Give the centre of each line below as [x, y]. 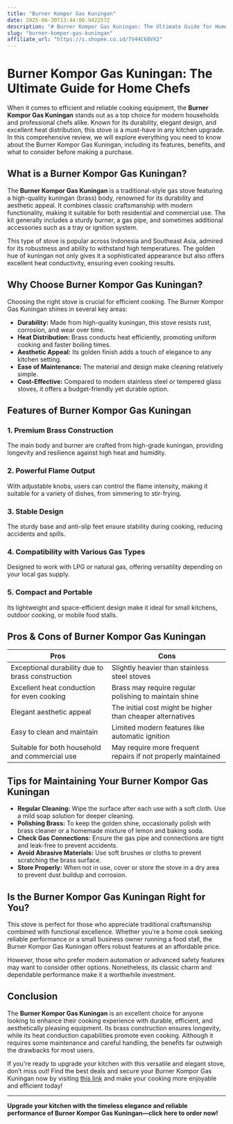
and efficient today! [35, 1085]
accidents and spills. [36, 534]
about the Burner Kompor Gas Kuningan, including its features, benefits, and [116, 145]
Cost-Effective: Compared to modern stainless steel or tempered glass [119, 381]
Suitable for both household [56, 748]
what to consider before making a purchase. [70, 152]
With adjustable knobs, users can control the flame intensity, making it [107, 486]
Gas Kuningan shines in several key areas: [67, 309]
